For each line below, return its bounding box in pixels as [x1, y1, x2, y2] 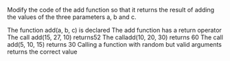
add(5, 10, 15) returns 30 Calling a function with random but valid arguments [7, 41, 222, 48]
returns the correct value [7, 47, 78, 56]
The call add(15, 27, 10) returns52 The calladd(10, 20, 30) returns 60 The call [7, 33, 223, 41]
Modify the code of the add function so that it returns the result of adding [7, 6, 215, 14]
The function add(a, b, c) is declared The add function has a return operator [7, 26, 222, 34]
